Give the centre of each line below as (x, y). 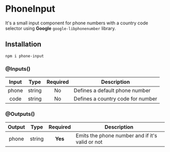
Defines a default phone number (112, 90)
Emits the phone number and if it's (116, 136)
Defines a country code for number (116, 99)
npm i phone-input (25, 56)
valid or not (89, 142)
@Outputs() (20, 114)
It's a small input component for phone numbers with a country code (77, 23)
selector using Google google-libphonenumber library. (61, 28)
